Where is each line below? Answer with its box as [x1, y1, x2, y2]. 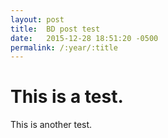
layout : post [10, 14, 65, 25]
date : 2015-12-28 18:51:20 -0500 [10, 33, 159, 43]
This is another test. [10, 119, 93, 131]
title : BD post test [10, 24, 101, 34]
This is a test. [10, 86, 124, 108]
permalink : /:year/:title [10, 42, 118, 53]
